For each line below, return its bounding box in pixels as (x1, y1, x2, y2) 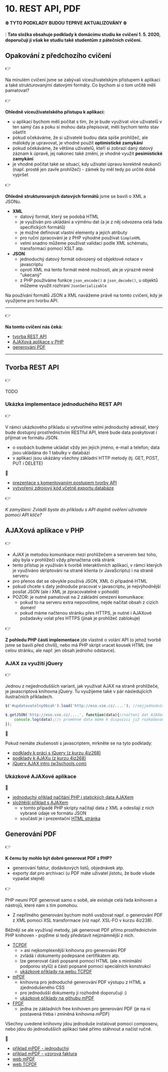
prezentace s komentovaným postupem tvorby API (12, 479, 117, 485)
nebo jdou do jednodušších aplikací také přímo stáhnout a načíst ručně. (5, 1026, 152, 1032)
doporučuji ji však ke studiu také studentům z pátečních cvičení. (5, 37, 142, 43)
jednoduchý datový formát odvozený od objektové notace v (19, 256, 143, 262)
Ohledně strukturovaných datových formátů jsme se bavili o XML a (5, 193, 146, 199)
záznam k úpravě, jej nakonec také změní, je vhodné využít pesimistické (12, 150, 162, 156)
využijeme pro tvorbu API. (5, 297, 59, 303)
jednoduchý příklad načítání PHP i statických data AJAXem (12, 794, 134, 800)
